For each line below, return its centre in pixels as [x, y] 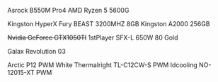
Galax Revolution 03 [36, 51]
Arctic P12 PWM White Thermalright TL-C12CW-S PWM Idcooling [103, 65]
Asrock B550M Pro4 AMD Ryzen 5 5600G [68, 10]
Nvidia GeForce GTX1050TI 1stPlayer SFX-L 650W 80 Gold [93, 37]
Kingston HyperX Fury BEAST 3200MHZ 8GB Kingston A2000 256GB [109, 24]
